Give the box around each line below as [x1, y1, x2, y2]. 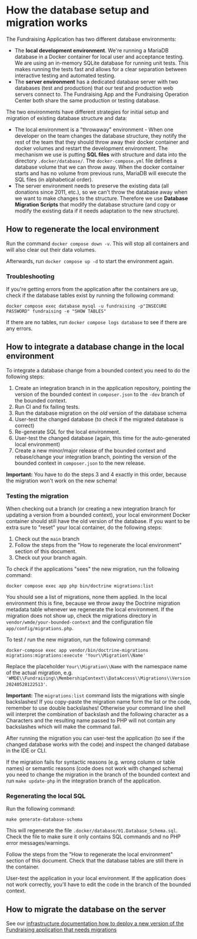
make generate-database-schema [6, 817, 83, 823]
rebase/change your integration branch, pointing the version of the [14, 453, 176, 460]
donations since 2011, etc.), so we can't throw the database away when [14, 188, 188, 195]
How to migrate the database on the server [6, 904, 166, 914]
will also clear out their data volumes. [6, 246, 96, 253]
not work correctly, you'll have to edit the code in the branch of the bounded [6, 881, 191, 888]
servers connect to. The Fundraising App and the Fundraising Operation [14, 91, 189, 98]
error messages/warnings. [6, 840, 71, 847]
